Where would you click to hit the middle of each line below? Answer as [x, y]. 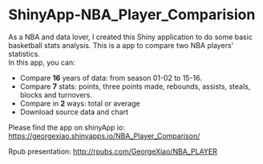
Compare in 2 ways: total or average [80, 103]
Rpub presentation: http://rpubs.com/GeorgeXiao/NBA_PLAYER [113, 151]
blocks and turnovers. [56, 94]
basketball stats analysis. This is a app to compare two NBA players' [121, 45]
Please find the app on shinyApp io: [67, 127]
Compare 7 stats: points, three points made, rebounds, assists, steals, [135, 86]
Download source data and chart [74, 112]
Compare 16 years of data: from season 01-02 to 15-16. [111, 78]
